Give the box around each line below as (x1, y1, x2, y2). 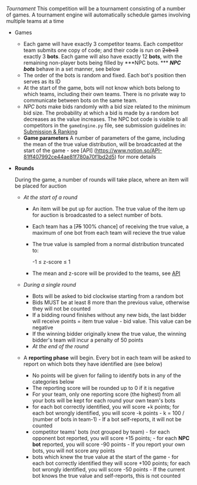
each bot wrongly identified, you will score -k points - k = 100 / (32, 409, 185, 417)
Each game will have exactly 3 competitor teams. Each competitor (23, 41, 183, 47)
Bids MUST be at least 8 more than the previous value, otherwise (32, 299, 190, 306)
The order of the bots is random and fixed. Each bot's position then (23, 72, 186, 78)
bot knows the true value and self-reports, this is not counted (32, 472, 181, 479)
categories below (32, 378, 75, 385)
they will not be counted (32, 305, 91, 312)
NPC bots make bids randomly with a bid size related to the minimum (23, 103, 191, 110)
